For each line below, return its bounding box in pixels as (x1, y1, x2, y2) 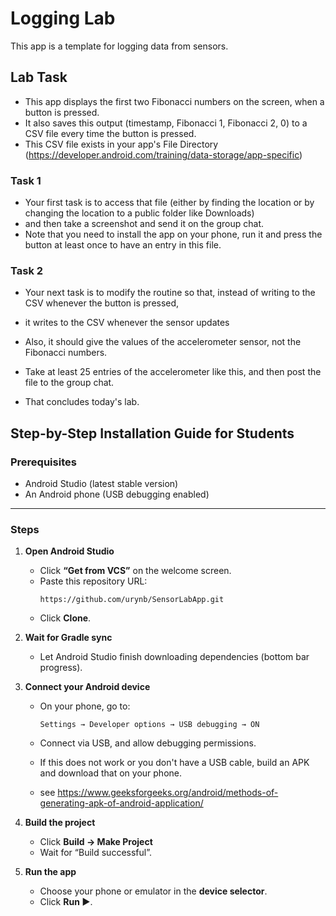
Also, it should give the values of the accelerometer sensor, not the (24, 336, 302, 348)
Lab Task (10, 69, 68, 86)
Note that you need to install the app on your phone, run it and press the (24, 228, 323, 241)
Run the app (24, 866, 77, 878)
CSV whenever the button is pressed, (24, 297, 180, 309)
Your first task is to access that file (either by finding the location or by (24, 197, 315, 209)
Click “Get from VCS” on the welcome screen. (39, 565, 232, 577)
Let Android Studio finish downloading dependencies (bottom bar (39, 651, 310, 663)
